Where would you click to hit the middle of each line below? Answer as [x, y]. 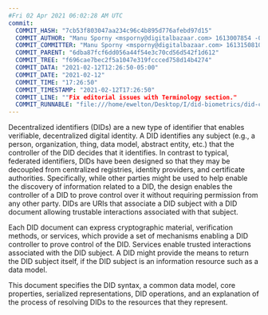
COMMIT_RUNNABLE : [44, 104]
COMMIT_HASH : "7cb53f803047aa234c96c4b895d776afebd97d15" [114, 30]
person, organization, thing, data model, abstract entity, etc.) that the [121, 144]
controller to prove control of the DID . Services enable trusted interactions [130, 245]
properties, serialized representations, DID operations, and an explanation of [134, 294]
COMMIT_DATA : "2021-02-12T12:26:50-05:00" [87, 68]
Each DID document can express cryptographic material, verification [121, 227]
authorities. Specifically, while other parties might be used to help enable [128, 178]
